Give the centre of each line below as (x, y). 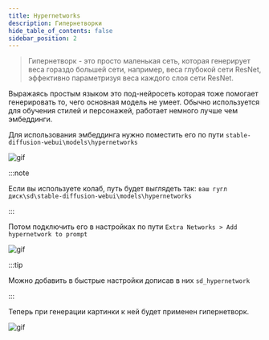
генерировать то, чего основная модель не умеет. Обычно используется (134, 102)
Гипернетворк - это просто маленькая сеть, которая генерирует (139, 61)
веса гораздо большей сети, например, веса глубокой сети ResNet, (145, 70)
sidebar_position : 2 (43, 38)
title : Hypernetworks (45, 16)
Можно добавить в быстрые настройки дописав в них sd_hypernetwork (129, 281)
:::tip (16, 265)
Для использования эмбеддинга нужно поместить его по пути (116, 135)
